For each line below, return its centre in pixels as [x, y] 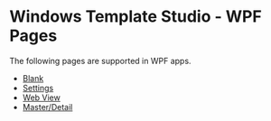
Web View [41, 98]
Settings [38, 88]
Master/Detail [47, 107]
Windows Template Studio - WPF [135, 17]
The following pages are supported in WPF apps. [100, 60]
